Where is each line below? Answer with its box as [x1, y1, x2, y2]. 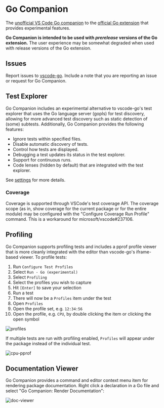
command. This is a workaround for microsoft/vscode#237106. [5, 216, 134, 222]
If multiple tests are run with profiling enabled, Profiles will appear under [5, 335, 155, 341]
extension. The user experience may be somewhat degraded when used [5, 40, 155, 45]
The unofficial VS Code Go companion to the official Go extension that [5, 20, 149, 26]
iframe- [136, 248, 152, 255]
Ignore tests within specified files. [12, 136, 82, 142]
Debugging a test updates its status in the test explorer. [12, 152, 125, 158]
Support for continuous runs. [12, 157, 72, 163]
